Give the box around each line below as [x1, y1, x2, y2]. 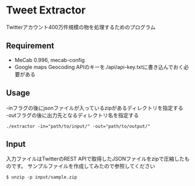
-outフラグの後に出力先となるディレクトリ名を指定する [6, 112, 139, 119]
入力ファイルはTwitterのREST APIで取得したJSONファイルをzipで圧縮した [6, 156, 185, 163]
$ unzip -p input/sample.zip [6, 174, 77, 180]
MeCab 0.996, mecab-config [14, 56, 85, 63]
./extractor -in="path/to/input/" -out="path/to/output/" [6, 123, 150, 129]
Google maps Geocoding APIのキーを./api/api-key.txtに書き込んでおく [14, 63, 184, 70]
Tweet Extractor [6, 4, 86, 17]
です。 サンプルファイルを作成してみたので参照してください [11, 163, 155, 170]
